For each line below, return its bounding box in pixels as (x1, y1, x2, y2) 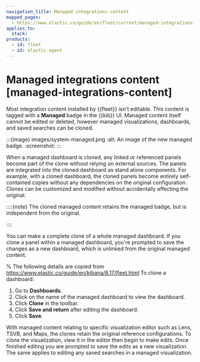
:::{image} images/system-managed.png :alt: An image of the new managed (6, 136, 192, 143)
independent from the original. (6, 209, 81, 216)
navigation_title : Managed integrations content (6, 8, 129, 15)
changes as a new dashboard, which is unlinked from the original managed (6, 245, 190, 252)
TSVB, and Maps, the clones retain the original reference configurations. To (6, 330, 192, 337)
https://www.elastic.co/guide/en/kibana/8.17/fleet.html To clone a (6, 269, 167, 276)
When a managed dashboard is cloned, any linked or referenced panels (6, 153, 182, 160)
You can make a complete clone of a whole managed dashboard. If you (6, 232, 181, 240)
